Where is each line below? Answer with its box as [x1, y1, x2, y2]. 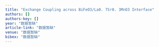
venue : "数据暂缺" [5, 30, 41, 35]
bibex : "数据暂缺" [5, 35, 41, 40]
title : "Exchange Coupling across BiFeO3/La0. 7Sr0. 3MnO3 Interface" [5, 7, 155, 12]
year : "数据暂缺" [5, 21, 38, 26]
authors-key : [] [5, 16, 39, 21]
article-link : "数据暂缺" [5, 25, 56, 30]
